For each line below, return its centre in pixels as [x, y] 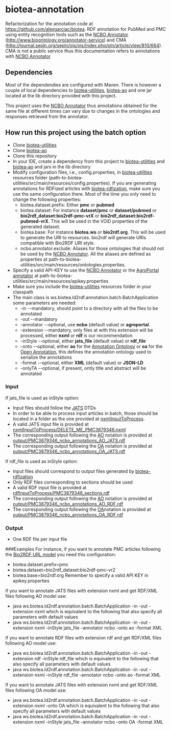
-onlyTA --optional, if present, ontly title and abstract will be [83, 368]
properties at [34, 259]
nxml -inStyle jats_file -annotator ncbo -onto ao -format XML [98, 628]
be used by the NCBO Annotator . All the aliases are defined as [86, 254]
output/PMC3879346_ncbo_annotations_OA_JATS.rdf [69, 451]
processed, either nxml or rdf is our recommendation [76, 335]
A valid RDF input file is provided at [50, 487]
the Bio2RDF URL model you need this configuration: [61, 555]
